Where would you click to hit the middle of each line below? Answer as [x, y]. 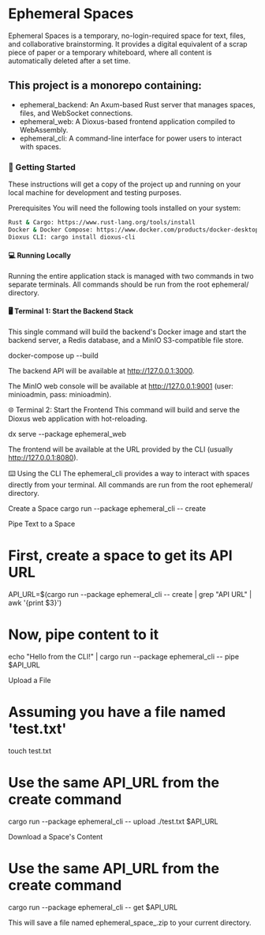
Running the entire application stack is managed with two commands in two [131, 276]
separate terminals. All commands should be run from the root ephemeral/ [129, 284]
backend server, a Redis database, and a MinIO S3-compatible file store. [126, 340]
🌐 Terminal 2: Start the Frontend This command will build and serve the [124, 410]
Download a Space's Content [56, 836]
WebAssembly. [44, 130]
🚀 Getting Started [42, 167]
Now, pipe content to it [84, 635]
